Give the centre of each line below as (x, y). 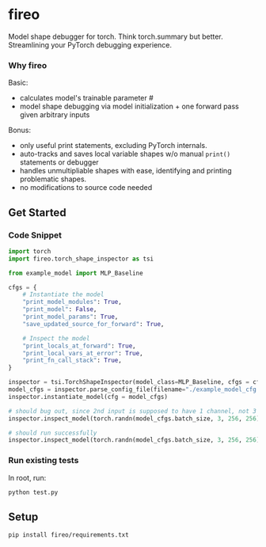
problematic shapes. (53, 179)
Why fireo (28, 65)
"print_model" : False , (60, 310)
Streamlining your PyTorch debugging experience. (90, 44)
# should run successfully (53, 433)
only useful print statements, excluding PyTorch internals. (113, 146)
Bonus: (20, 130)
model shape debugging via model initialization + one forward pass (129, 106)
